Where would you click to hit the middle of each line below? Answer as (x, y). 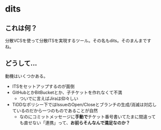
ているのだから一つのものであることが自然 (55, 111)
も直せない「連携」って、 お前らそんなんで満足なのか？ (75, 123)
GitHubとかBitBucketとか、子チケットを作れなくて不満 (67, 92)
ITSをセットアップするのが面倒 (43, 86)
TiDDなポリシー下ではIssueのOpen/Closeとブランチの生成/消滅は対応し (84, 104)
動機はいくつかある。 (26, 76)
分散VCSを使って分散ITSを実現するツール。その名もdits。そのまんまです (78, 41)
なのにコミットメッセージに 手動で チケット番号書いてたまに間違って (88, 116)
